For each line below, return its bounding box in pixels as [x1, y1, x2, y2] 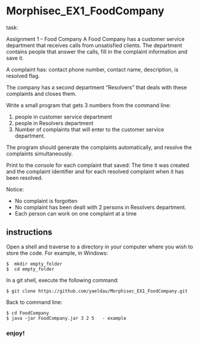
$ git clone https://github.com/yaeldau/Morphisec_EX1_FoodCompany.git [6, 288, 188, 294]
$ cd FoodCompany [6, 310, 49, 316]
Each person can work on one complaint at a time [14, 210, 137, 217]
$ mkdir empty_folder [6, 261, 63, 267]
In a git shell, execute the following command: [6, 276, 119, 283]
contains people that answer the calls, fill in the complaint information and [6, 48, 188, 55]
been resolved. [6, 174, 43, 181]
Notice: [6, 186, 24, 193]
